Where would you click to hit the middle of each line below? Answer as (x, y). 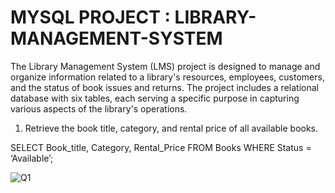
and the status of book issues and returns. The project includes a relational (164, 87)
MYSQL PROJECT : (90, 17)
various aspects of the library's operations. (99, 108)
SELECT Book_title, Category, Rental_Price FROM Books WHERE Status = (161, 147)
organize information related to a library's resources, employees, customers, (167, 77)
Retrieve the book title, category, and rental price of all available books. (171, 128)
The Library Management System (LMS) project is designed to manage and (165, 66)
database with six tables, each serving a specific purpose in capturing (155, 98)
